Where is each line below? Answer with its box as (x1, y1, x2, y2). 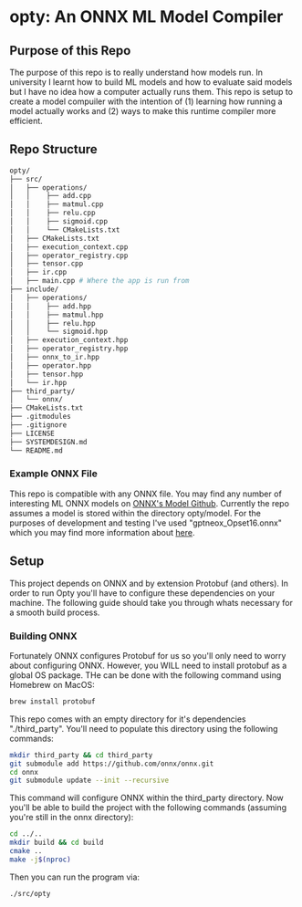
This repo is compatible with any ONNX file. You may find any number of (9, 488, 283, 499)
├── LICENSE (9, 429, 55, 438)
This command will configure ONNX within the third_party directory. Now (9, 792, 285, 804)
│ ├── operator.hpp (9, 360, 92, 370)
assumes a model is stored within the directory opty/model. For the (9, 507, 262, 518)
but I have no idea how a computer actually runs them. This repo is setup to (9, 87, 294, 97)
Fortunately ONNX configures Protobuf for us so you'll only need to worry (9, 650, 286, 661)
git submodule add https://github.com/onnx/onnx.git (9, 759, 214, 768)
